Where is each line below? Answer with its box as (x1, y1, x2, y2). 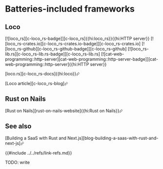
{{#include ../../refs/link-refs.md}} (5, 150, 72, 156)
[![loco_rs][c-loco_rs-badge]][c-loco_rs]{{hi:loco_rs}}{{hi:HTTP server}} (5, 35, 150, 41)
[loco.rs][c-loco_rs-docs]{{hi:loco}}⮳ (5, 71, 80, 76)
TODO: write (5, 159, 30, 165)
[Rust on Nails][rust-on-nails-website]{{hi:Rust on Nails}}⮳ (5, 108, 123, 114)
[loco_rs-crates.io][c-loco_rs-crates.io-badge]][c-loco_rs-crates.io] (5, 41, 141, 47)
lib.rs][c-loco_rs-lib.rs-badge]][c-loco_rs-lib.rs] (5, 51, 100, 57)
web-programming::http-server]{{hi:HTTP (5, 62, 89, 67)
